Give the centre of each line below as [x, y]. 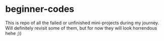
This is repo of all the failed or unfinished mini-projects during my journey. [82, 23]
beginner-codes [40, 9]
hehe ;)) [13, 33]
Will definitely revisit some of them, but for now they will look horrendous [81, 28]
